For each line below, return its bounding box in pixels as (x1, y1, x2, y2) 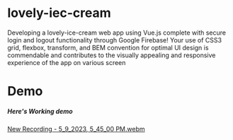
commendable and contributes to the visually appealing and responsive (7, 51, 216, 59)
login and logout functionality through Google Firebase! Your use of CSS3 (7, 35, 222, 44)
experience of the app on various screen (7, 58, 126, 66)
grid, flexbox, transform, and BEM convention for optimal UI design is (7, 43, 209, 52)
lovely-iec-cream (7, 5, 111, 21)
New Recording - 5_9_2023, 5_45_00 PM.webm (7, 125, 145, 134)
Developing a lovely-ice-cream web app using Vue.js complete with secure (7, 28, 227, 37)
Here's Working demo (7, 107, 73, 115)
